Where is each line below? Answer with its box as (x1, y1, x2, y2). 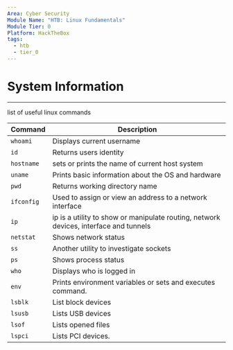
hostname (10, 159, 40, 167)
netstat (10, 233, 36, 241)
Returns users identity (52, 147, 124, 157)
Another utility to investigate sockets (52, 243, 171, 253)
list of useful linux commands (7, 108, 92, 116)
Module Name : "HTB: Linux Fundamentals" (7, 17, 126, 24)
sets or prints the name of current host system (52, 159, 203, 168)
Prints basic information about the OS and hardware (52, 170, 221, 180)
